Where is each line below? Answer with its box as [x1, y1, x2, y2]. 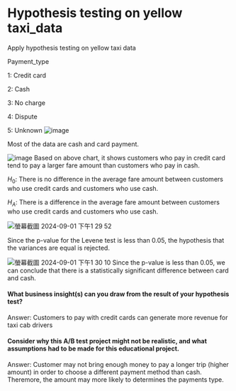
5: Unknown [7, 126, 43, 134]
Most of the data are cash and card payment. [7, 140, 140, 148]
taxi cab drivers [7, 321, 53, 329]
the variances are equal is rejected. [7, 243, 110, 252]
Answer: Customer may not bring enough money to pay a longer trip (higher [7, 360, 229, 368]
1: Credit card [7, 71, 47, 79]
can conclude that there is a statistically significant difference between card [7, 266, 229, 275]
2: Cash [7, 84, 30, 93]
